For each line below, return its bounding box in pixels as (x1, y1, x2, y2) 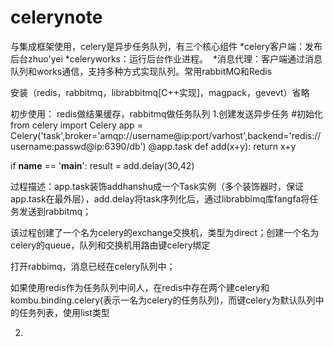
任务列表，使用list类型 (18, 306, 110, 318)
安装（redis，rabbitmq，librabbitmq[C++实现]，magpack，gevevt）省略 (10, 86, 310, 98)
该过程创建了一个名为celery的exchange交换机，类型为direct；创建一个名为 (10, 226, 320, 238)
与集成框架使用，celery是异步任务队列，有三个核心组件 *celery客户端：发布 (10, 40, 323, 52)
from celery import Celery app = (10, 119, 143, 131)
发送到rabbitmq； (18, 205, 92, 217)
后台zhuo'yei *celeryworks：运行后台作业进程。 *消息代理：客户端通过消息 (10, 52, 323, 65)
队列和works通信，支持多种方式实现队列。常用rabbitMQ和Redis (10, 65, 273, 77)
